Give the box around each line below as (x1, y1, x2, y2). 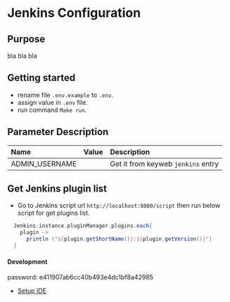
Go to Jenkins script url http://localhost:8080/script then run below (17, 201, 220, 210)
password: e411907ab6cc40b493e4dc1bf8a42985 (7, 273, 153, 282)
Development (7, 257, 48, 265)
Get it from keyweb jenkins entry (110, 158, 219, 168)
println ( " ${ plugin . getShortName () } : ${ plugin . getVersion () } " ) (25, 236, 212, 243)
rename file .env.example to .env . (17, 90, 114, 99)
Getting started (7, 72, 76, 84)
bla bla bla (7, 51, 37, 60)
